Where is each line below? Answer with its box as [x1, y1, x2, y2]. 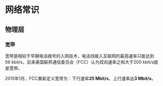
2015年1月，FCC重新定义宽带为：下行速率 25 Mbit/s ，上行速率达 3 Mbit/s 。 [5, 75, 156, 81]
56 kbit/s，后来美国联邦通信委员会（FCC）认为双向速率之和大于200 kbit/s [5, 59, 154, 65]
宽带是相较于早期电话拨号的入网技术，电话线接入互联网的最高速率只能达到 [5, 53, 154, 59]
